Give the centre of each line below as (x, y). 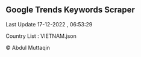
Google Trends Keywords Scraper (70, 10)
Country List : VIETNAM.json (41, 36)
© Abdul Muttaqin (28, 47)
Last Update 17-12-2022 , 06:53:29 (49, 24)
